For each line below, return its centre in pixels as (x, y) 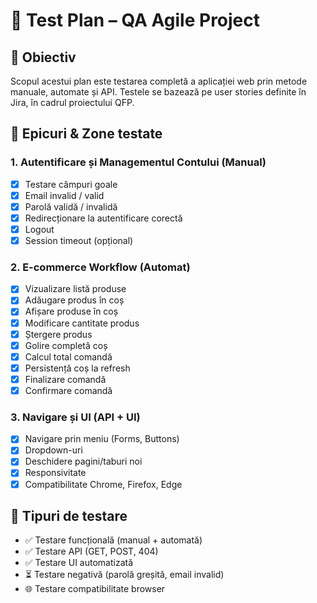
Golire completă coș (66, 345)
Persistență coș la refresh (77, 368)
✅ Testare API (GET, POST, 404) (91, 551)
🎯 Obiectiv (43, 57)
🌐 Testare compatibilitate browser (95, 589)
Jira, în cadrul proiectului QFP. (72, 102)
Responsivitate (55, 473)
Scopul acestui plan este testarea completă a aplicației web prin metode (159, 81)
